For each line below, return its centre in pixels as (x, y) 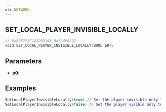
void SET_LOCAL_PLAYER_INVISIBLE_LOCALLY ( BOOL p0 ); (59, 46)
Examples (21, 89)
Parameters (23, 61)
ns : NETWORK (17, 10)
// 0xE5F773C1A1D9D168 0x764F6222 (41, 41)
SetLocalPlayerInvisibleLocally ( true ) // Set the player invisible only (82, 100)
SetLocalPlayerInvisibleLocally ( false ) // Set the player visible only (80, 104)
